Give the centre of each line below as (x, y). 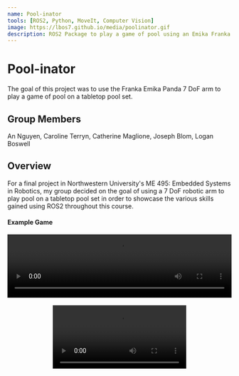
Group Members (44, 119)
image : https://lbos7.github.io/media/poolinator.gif (89, 27)
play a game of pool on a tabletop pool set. (70, 96)
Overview (30, 166)
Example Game (30, 223)
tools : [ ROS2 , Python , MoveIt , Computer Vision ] (81, 21)
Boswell (19, 144)
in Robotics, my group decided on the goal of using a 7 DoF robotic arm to (116, 190)
